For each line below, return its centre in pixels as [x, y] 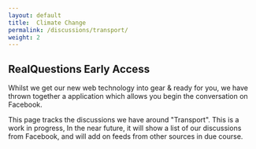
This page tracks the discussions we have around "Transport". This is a [124, 120]
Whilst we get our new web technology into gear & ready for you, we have [128, 88]
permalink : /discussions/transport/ [68, 30]
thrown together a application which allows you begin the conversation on [128, 96]
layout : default [35, 15]
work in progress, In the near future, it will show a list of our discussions [125, 128]
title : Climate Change [47, 23]
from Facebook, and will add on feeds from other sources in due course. [126, 136]
